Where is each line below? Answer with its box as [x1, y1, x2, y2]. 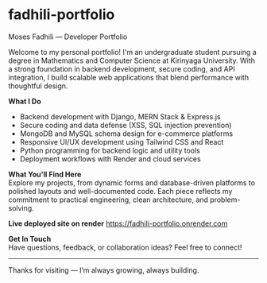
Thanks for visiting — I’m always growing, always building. [8, 265, 199, 275]
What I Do [8, 96, 41, 106]
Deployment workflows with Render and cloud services [19, 153, 201, 164]
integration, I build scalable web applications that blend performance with [8, 72, 249, 82]
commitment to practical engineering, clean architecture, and [8, 195, 209, 204]
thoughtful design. [8, 81, 68, 91]
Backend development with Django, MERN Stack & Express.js [19, 111, 221, 121]
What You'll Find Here [8, 169, 82, 179]
